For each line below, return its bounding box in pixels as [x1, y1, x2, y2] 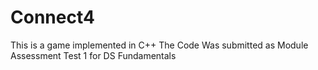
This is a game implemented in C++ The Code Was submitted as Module [10, 39, 309, 51]
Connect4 [10, 6, 95, 29]
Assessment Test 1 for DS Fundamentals [10, 49, 177, 61]
